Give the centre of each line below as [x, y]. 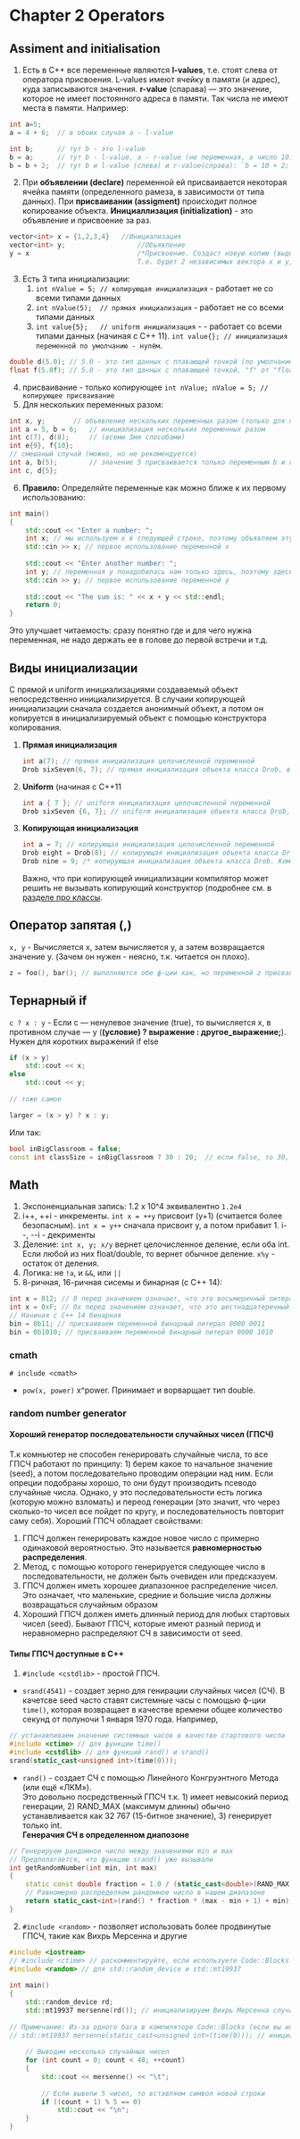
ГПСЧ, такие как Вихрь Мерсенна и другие [104, 1935]
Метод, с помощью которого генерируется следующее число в [144, 1567]
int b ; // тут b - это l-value [77, 148]
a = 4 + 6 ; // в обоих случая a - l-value [92, 132]
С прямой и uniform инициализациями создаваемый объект [124, 689]
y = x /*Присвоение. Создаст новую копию [139, 254]
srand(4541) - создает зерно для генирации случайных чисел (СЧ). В [154, 1691]
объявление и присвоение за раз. [87, 221]
